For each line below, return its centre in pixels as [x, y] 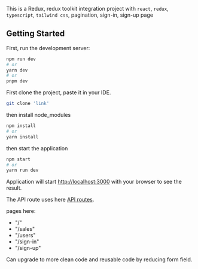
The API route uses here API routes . [50, 200]
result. [14, 188]
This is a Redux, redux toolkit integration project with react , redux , [87, 9]
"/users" [25, 236]
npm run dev [21, 59]
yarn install [22, 137]
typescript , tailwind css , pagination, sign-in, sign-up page [80, 15]
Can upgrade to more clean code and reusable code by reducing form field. [99, 259]
